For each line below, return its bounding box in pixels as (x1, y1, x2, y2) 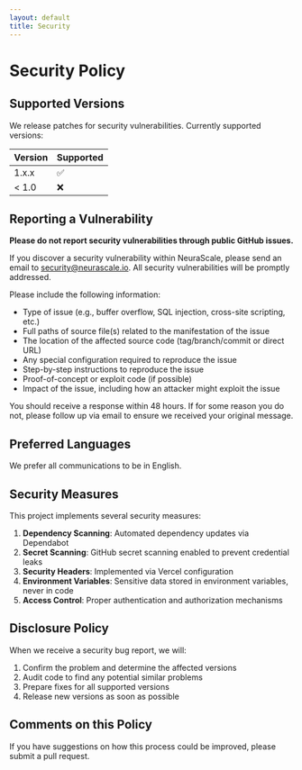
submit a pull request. (9, 750, 90, 761)
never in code (22, 584, 74, 595)
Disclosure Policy (9, 621, 110, 636)
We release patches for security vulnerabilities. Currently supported (9, 120, 261, 131)
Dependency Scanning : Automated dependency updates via (22, 528, 250, 539)
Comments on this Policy (9, 717, 153, 732)
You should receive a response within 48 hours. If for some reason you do (9, 401, 285, 412)
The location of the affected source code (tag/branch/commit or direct (22, 335, 285, 347)
